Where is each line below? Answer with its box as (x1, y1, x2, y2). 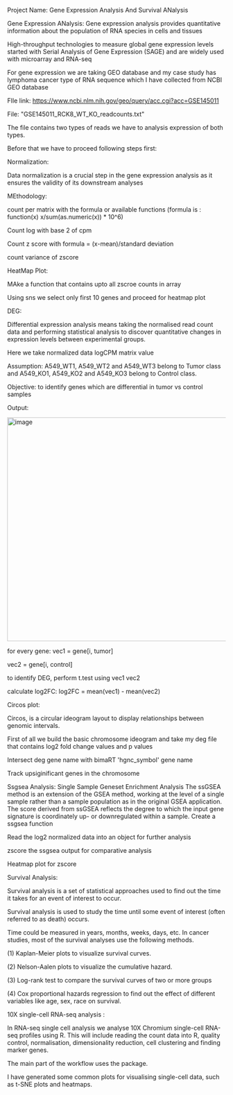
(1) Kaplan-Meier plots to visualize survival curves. (7, 949, 151, 957)
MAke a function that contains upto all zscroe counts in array (7, 280, 182, 288)
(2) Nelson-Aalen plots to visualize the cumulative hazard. (7, 962, 173, 971)
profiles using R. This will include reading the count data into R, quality (19, 1031, 221, 1039)
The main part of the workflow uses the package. (7, 1060, 148, 1067)
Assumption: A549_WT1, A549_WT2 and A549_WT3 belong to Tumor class (7, 362, 221, 370)
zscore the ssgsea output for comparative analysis (7, 847, 152, 854)
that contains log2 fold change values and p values (7, 742, 153, 750)
